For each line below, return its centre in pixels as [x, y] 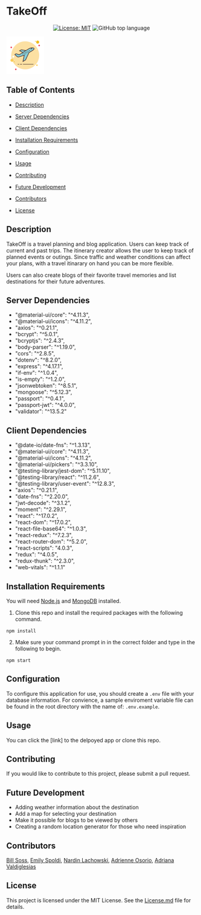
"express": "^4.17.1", [39, 366]
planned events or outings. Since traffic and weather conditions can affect [98, 257]
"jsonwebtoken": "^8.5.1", [46, 386]
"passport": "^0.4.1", [40, 398]
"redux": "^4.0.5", [37, 555]
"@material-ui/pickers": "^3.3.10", [56, 464]
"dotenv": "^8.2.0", [38, 360]
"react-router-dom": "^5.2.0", [51, 542]
